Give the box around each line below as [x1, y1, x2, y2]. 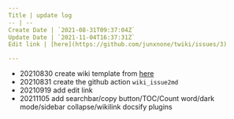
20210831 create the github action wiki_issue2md [19, 78, 179, 87]
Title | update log [8, 11, 72, 20]
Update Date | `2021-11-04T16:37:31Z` [8, 33, 136, 41]
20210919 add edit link [19, 85, 93, 95]
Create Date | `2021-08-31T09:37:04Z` [8, 26, 136, 34]
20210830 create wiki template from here [19, 69, 154, 78]
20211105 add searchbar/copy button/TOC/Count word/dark [19, 94, 215, 103]
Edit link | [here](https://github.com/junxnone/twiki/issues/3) [8, 41, 227, 49]
